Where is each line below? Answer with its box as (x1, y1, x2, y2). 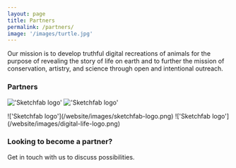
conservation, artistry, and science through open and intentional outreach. (7, 64, 224, 73)
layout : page (7, 10, 46, 18)
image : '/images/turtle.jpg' (7, 30, 93, 37)
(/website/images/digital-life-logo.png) (7, 119, 120, 128)
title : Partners (7, 17, 55, 24)
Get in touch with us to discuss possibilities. (7, 152, 135, 161)
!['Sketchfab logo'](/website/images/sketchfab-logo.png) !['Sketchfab (7, 112, 211, 120)
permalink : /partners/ (7, 23, 74, 30)
